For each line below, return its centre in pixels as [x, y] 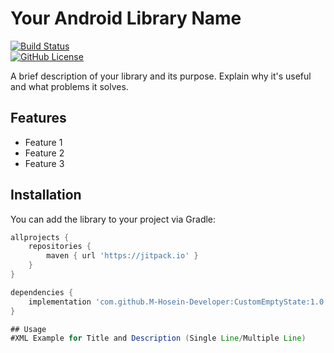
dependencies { [42, 292]
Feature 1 [43, 142]
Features [38, 118]
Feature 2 [44, 153]
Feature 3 [44, 163]
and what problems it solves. [69, 86]
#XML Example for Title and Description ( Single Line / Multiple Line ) [158, 338]
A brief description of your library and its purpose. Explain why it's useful [161, 76]
